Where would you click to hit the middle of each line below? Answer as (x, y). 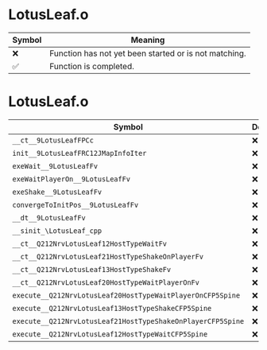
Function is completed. (92, 66)
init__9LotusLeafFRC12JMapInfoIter (79, 153)
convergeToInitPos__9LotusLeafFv (75, 205)
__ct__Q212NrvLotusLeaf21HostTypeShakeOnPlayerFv (108, 257)
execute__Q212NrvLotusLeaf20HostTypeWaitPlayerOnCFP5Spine (126, 295)
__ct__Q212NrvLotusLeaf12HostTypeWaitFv (89, 243)
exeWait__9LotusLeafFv (55, 166)
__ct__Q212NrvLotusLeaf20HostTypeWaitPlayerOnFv (106, 282)
